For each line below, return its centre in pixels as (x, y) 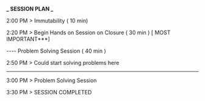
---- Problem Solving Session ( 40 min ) (56, 51)
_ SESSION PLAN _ (30, 9)
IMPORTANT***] (28, 39)
